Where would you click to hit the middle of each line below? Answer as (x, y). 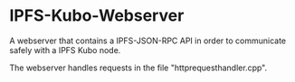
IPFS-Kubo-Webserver (97, 16)
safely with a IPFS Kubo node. (65, 50)
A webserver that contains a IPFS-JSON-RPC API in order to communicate (148, 41)
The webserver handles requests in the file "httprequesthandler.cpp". (138, 68)
